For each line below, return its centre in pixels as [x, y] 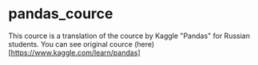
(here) [145, 44]
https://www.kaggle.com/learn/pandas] [76, 52]
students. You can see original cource [71, 44]
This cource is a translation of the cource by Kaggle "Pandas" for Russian [129, 36]
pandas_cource [61, 14]
